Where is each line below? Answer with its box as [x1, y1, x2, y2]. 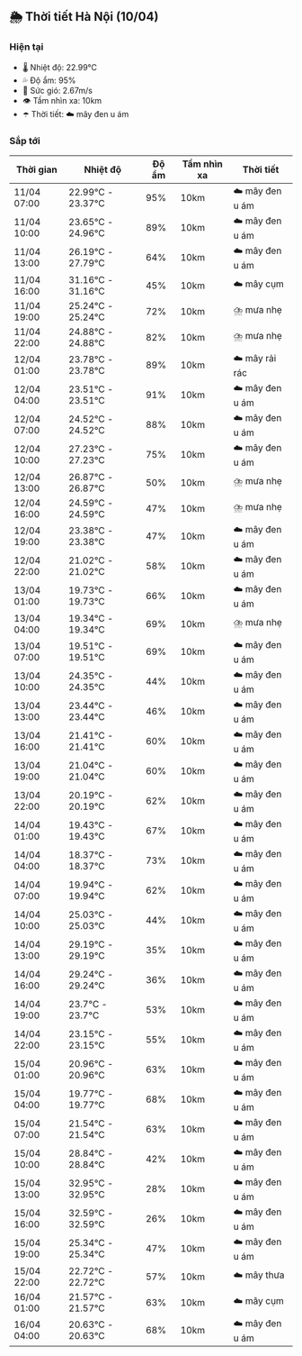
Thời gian [16, 163, 58, 176]
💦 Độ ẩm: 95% [22, 75, 76, 86]
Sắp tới [9, 134, 40, 147]
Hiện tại [9, 41, 44, 53]
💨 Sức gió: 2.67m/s [22, 85, 93, 96]
